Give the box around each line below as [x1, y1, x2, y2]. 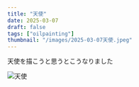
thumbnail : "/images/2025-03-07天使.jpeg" [7, 37, 133, 44]
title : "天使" [7, 10, 48, 18]
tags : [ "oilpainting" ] [7, 30, 74, 37]
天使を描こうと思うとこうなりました [7, 57, 113, 66]
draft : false [7, 23, 46, 30]
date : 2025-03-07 [7, 17, 59, 24]
